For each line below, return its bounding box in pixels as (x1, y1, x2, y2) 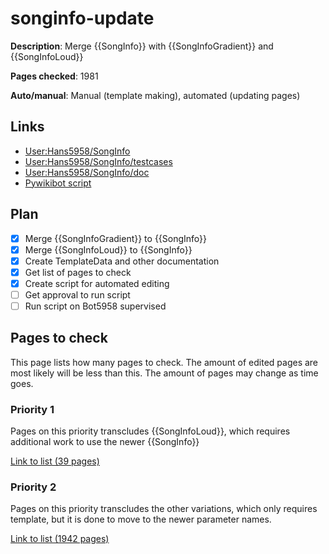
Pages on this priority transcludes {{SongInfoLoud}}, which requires (10, 425, 291, 437)
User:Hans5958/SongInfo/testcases (24, 155, 173, 167)
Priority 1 (10, 402, 55, 416)
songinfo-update (10, 7, 155, 30)
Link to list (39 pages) (10, 455, 100, 467)
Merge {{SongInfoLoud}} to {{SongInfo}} (24, 243, 193, 256)
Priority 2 (10, 480, 57, 494)
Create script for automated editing (24, 277, 170, 289)
